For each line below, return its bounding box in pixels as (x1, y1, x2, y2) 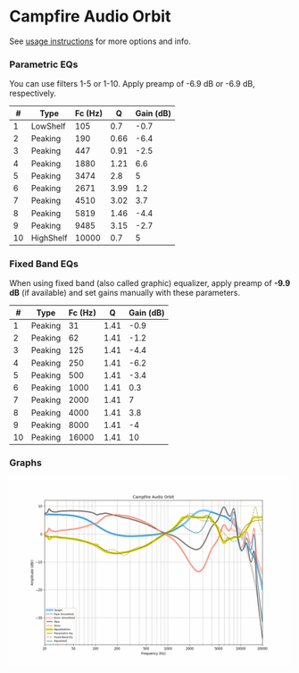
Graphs (9, 457, 42, 469)
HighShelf (30, 232, 68, 243)
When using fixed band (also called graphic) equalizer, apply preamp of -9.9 (9, 278, 291, 289)
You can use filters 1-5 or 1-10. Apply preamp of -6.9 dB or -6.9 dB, (9, 79, 256, 89)
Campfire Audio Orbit (9, 6, 171, 27)
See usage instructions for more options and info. (9, 36, 192, 46)
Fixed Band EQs (9, 257, 79, 270)
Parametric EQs (9, 58, 79, 71)
